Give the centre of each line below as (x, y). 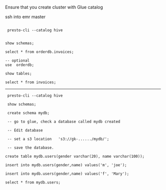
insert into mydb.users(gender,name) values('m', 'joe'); (66, 165)
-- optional (17, 61)
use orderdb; (20, 65)
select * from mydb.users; (33, 183)
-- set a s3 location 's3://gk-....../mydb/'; (58, 139)
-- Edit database (25, 130)
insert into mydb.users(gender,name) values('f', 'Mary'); (67, 174)
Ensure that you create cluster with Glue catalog (54, 7)
